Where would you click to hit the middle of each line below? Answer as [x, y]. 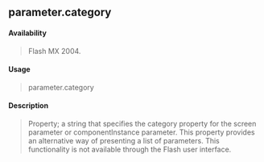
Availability [27, 33]
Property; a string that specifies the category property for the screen [142, 124]
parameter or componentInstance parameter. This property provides [141, 132]
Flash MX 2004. [54, 51]
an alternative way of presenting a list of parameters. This [124, 141]
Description [29, 106]
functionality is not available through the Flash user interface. [130, 149]
